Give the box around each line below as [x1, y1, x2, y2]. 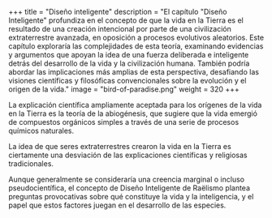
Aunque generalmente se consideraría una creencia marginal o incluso [8, 174, 245, 184]
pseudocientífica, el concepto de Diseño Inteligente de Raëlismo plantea [8, 183, 250, 193]
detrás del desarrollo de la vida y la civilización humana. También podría [8, 58, 250, 68]
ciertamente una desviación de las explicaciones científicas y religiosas [8, 150, 248, 160]
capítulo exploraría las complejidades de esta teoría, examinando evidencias [8, 41, 264, 51]
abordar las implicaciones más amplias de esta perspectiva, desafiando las [8, 67, 260, 76]
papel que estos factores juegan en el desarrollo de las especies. [8, 200, 227, 210]
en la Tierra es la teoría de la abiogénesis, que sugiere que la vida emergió [8, 109, 258, 118]
